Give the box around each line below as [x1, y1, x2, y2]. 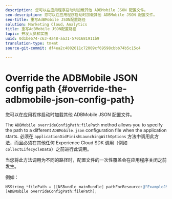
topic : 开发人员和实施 [5, 31, 49, 36]
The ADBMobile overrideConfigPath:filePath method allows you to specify [5, 121, 163, 128]
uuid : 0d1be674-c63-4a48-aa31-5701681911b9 [5, 36, 100, 41]
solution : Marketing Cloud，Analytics [5, 21, 88, 27]
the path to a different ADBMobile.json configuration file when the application [5, 127, 167, 133]
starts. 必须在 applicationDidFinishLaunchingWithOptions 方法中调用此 [5, 133, 155, 139]
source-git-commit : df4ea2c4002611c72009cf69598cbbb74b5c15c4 [5, 46, 141, 51]
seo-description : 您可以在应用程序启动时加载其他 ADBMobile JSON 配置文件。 [5, 12, 158, 17]
